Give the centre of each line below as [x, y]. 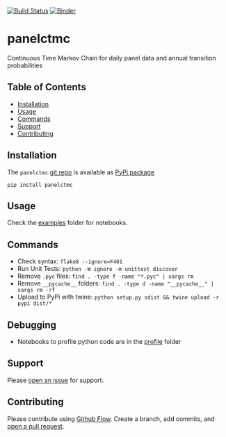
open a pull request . [36, 426]
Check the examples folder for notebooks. [67, 223]
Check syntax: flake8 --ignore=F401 [70, 261]
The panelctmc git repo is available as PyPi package [81, 172]
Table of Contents [47, 87]
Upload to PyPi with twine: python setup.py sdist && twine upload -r [118, 297]
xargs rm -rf [36, 290]
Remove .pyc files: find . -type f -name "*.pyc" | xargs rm [105, 276]
